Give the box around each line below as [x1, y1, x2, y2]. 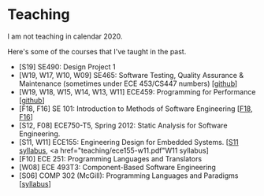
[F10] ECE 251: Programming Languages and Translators [18, 153, 203, 163]
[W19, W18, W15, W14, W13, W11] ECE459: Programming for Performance [18, 87, 256, 96]
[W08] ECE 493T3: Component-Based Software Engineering [18, 162, 216, 172]
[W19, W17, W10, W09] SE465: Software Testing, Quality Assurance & [18, 70, 244, 80]
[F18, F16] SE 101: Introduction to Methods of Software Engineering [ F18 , [18, 104, 253, 113]
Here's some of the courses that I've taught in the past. [7, 46, 187, 56]
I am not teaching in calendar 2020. [7, 31, 123, 41]
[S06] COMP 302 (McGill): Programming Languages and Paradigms [18, 171, 239, 180]
